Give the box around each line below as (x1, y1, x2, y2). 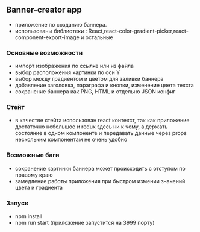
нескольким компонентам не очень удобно (14, 136, 128, 143)
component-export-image (14, 33, 80, 41)
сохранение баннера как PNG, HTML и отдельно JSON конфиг (14, 88, 176, 95)
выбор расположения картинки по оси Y (14, 69, 120, 76)
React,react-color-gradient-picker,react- (88, 27, 189, 34)
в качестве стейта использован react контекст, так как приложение (14, 117, 190, 124)
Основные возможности (6, 48, 83, 57)
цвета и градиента (14, 184, 63, 191)
